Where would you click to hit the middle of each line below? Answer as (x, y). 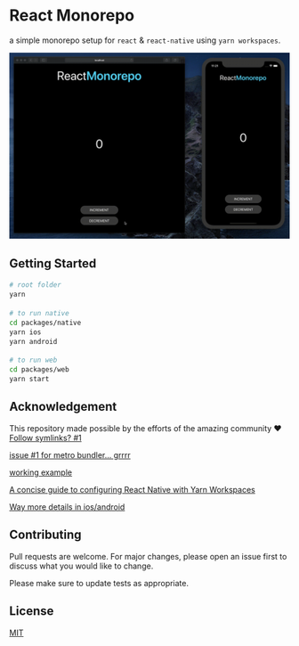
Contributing (45, 535)
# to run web (33, 360)
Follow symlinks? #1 (45, 437)
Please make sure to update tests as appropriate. (99, 583)
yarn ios (25, 332)
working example (41, 472)
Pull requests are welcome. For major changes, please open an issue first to (148, 556)
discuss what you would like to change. (81, 566)
